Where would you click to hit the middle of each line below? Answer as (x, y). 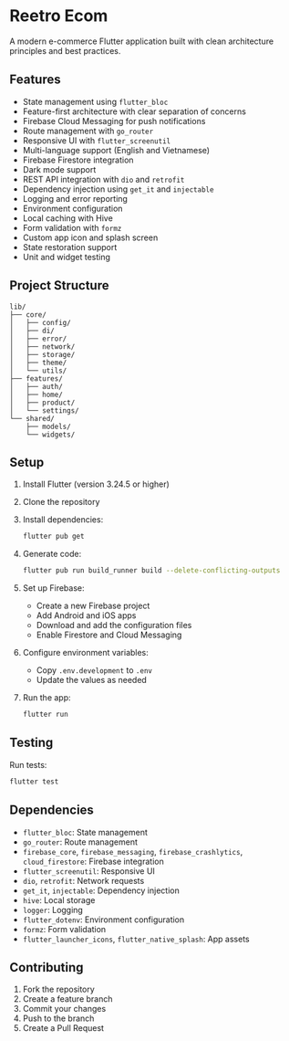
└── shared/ (32, 418)
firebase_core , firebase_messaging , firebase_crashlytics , (133, 851)
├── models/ (48, 426)
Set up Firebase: (53, 588)
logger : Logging (53, 910)
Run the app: (46, 698)
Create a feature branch (67, 999)
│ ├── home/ (36, 394)
